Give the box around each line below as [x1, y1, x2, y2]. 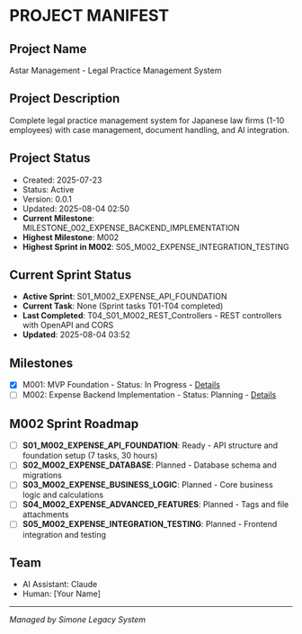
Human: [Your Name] [22, 588, 102, 599]
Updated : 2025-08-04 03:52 [22, 329, 130, 340]
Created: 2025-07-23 [22, 174, 102, 185]
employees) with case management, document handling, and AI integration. [9, 124, 289, 135]
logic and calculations [22, 489, 104, 500]
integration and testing [22, 529, 106, 540]
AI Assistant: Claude [22, 579, 98, 590]
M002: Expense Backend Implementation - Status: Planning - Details [22, 389, 277, 400]
